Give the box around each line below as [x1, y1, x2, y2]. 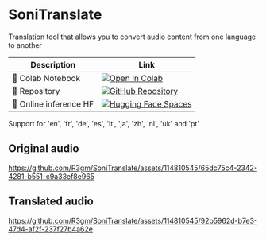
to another [8, 40, 42, 49]
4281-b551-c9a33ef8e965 [8, 171, 95, 181]
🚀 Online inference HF [12, 98, 94, 109]
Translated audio [8, 195, 94, 208]
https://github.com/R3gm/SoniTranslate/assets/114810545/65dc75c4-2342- [8, 163, 258, 173]
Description [30, 59, 76, 70]
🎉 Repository [12, 85, 60, 96]
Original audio [8, 142, 79, 156]
